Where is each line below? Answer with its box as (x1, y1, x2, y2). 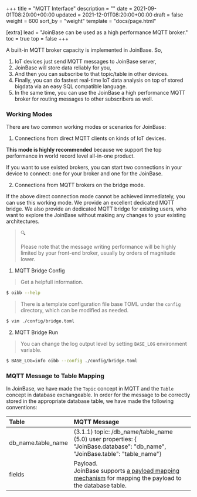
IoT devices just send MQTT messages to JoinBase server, (14, 58, 157, 65)
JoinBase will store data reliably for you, (14, 64, 111, 71)
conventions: (6, 404, 38, 411)
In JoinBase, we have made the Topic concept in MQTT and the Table (6, 385, 174, 392)
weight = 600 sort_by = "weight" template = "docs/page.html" (6, 18, 157, 24)
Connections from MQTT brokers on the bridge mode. (14, 182, 145, 189)
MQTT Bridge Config (14, 267, 66, 274)
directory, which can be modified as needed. (20, 307, 129, 314)
